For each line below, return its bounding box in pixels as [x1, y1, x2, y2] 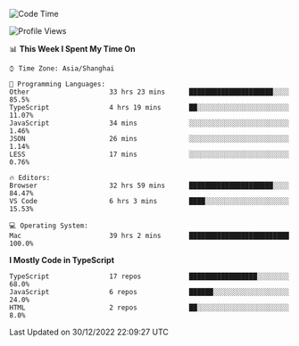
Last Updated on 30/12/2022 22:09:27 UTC [9, 326, 170, 337]
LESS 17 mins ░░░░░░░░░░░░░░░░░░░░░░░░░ [9, 150, 290, 159]
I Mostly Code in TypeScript [9, 255, 114, 265]
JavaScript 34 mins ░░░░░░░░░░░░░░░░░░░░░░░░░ [9, 119, 290, 128]
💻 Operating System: [9, 221, 89, 230]
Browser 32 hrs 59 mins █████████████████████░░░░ [9, 181, 290, 190]
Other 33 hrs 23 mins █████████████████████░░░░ [9, 87, 290, 96]
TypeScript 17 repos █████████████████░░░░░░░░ [9, 272, 290, 281]
